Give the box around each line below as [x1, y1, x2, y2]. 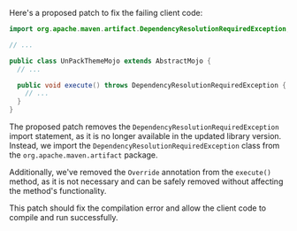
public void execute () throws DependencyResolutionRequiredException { [17, 81, 287, 89]
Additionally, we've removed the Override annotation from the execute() [9, 167, 271, 177]
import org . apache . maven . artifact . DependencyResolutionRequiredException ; [9, 25, 291, 34]
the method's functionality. [9, 186, 107, 196]
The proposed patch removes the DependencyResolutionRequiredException [9, 121, 280, 132]
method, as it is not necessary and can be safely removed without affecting [9, 176, 284, 187]
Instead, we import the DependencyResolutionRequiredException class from [9, 141, 280, 150]
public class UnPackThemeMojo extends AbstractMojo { [9, 57, 212, 65]
